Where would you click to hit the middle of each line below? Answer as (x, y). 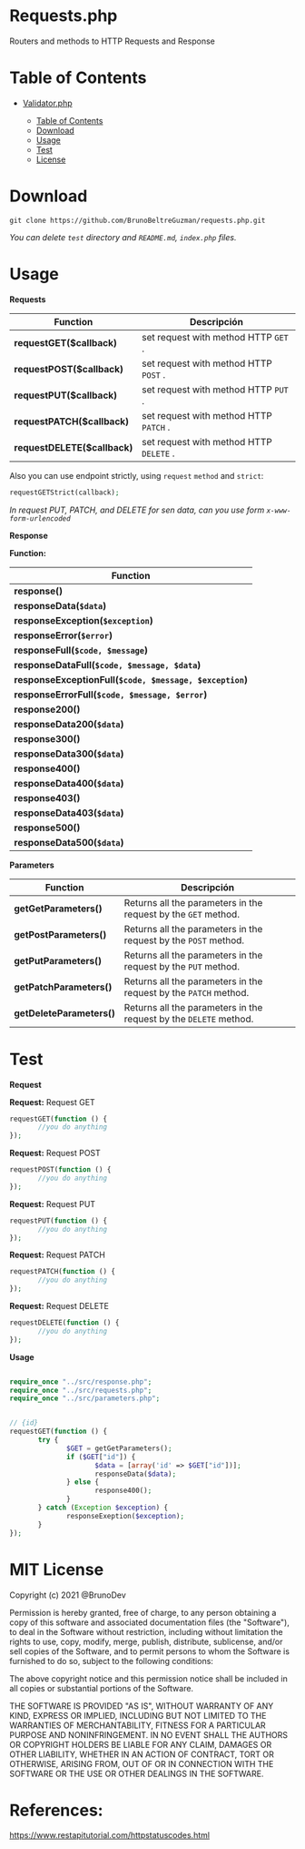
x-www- (279, 511)
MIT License (57, 1569)
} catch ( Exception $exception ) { (103, 1508)
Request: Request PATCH (58, 1255)
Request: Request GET (52, 1102)
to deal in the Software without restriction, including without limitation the (146, 1631)
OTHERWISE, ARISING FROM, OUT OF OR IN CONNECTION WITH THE (142, 1763)
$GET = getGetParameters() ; (119, 1448)
